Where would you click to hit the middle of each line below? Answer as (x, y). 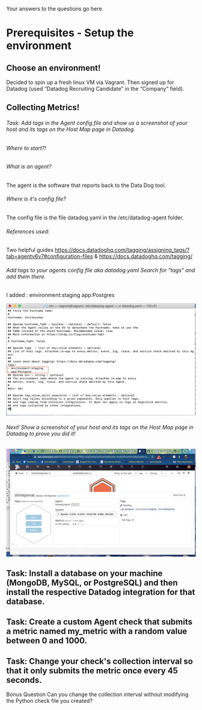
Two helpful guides (30, 250)
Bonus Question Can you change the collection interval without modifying (97, 694)
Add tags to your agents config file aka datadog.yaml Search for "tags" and (101, 270)
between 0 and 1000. (47, 641)
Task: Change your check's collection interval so (100, 661)
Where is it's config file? (36, 199)
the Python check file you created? (50, 701)
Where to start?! (26, 148)
